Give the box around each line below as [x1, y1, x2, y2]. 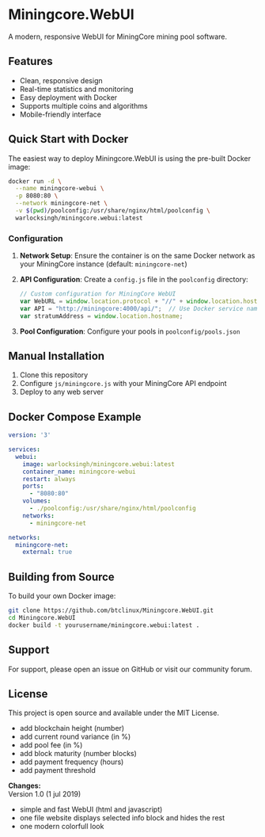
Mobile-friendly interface [19, 109, 101, 119]
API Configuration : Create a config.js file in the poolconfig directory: [19, 275, 248, 285]
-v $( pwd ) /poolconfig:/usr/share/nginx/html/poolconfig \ [15, 207, 211, 215]
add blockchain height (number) [19, 724, 125, 733]
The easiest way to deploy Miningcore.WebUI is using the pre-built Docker [8, 153, 252, 163]
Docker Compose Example [8, 410, 142, 423]
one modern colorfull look [19, 822, 104, 831]
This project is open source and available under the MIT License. [8, 708, 220, 718]
